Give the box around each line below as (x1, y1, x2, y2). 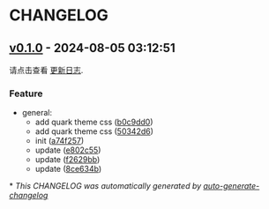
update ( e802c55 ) (34, 145, 101, 155)
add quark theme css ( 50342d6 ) (34, 126, 154, 137)
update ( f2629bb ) (34, 154, 101, 165)
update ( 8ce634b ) (34, 164, 102, 175)
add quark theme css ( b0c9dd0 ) (34, 116, 153, 128)
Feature (9, 87, 43, 100)
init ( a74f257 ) (34, 136, 85, 146)
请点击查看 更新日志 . (9, 65, 84, 75)
